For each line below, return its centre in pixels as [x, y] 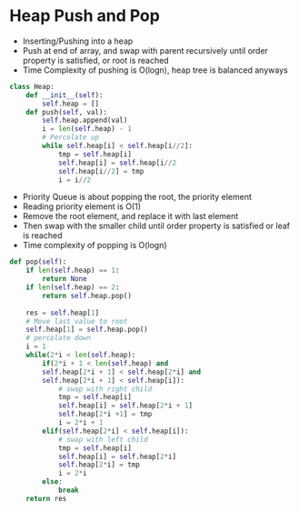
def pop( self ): [38, 262]
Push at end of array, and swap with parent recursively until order [145, 50]
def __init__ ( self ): [65, 95]
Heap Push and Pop [85, 16]
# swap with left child [103, 439]
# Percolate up [71, 137]
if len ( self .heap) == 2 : [73, 287]
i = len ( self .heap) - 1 [87, 129]
